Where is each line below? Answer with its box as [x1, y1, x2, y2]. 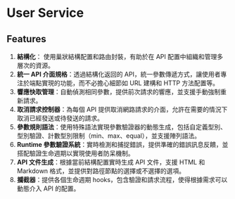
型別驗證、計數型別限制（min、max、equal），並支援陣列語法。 [16, 131, 201, 140]
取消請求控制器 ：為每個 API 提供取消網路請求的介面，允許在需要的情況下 [16, 105, 228, 113]
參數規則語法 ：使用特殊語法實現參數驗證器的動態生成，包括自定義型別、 [16, 123, 227, 131]
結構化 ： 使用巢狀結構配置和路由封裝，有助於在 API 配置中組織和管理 [16, 53, 217, 60]
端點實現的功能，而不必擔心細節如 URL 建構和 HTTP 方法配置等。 [29, 79, 220, 87]
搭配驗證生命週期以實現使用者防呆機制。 [16, 149, 134, 158]
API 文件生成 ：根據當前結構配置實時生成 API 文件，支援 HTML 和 [16, 158, 205, 166]
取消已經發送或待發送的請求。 [16, 114, 103, 122]
